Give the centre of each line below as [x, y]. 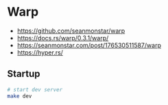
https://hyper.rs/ [40, 52]
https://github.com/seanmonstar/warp [71, 31]
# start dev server [35, 89]
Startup [24, 74]
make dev [20, 96]
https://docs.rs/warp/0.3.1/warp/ [63, 37]
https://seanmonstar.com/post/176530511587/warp [89, 45]
